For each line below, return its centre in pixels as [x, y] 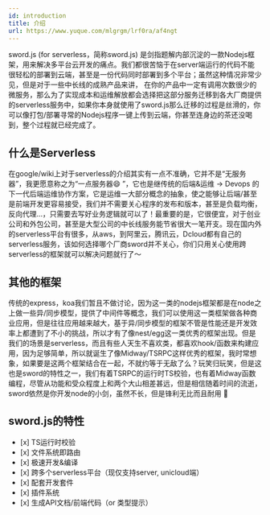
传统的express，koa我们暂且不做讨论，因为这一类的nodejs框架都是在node [131, 303]
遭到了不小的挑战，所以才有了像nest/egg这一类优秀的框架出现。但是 [143, 333]
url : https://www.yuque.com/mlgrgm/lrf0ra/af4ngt [93, 31]
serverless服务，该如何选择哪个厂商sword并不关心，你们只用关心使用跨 [127, 244]
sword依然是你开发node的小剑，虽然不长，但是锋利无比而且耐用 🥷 [119, 393]
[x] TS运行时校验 [48, 442]
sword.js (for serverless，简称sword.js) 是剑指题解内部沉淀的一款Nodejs [128, 55]
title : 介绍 [27, 23]
